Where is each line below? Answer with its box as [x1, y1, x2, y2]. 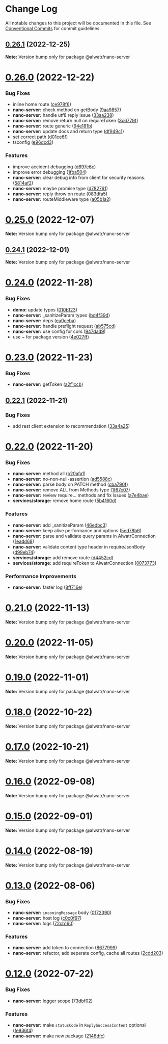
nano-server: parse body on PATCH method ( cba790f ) [12, 481, 128, 487]
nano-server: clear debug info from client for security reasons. [12, 174, 146, 180]
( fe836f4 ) [12, 1028, 33, 1034]
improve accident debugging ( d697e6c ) [12, 164, 96, 170]
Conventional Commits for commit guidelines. [5, 25, 101, 31]
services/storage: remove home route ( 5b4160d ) [12, 498, 117, 504]
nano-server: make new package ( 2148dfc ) [12, 1033, 105, 1039]
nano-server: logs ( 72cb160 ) [12, 921, 74, 926]
